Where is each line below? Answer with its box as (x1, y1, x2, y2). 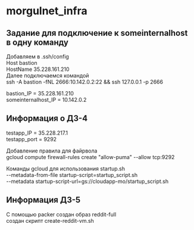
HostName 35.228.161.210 (6, 66, 70, 73)
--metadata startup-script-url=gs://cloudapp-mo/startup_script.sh (6, 178, 169, 185)
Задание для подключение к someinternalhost (6, 28, 188, 38)
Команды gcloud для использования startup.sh (6, 165, 126, 172)
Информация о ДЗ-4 (6, 113, 88, 123)
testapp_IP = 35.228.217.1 (6, 129, 68, 136)
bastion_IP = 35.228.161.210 (6, 90, 74, 97)
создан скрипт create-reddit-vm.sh (6, 217, 94, 224)
